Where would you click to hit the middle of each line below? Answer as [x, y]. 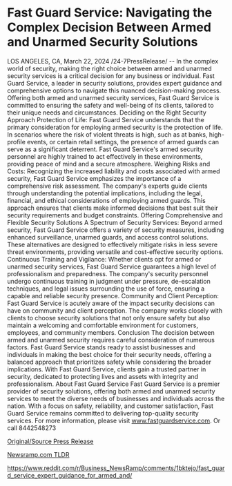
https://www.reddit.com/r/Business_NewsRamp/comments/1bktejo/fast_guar [116, 468]
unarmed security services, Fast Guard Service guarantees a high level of [112, 266]
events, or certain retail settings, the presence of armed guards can [123, 142]
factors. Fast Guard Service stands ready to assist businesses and [101, 347]
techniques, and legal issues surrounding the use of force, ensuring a [106, 289]
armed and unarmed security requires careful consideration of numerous [111, 340]
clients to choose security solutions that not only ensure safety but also [109, 318]
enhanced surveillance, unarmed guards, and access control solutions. [108, 237]
